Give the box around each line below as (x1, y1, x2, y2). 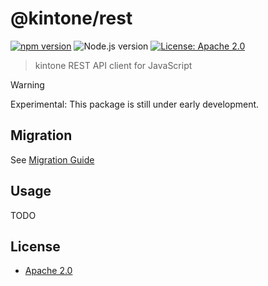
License (10, 238, 61, 255)
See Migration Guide (10, 153, 95, 166)
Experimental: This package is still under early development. (10, 98, 260, 110)
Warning (10, 78, 45, 91)
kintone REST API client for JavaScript (34, 59, 193, 71)
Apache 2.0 (24, 265, 73, 277)
